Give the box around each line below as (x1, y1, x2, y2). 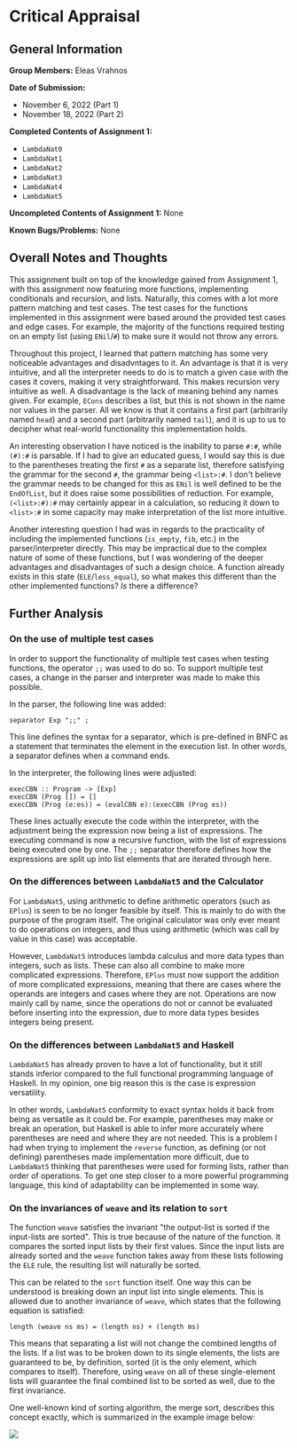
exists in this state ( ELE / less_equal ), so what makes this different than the (9, 571, 277, 582)
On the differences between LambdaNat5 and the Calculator (9, 875, 264, 888)
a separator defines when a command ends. (9, 750, 171, 761)
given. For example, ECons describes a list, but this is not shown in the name (9, 395, 285, 406)
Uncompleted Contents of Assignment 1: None (9, 208, 184, 218)
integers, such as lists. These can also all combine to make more (9, 960, 246, 970)
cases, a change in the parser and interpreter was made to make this (9, 672, 261, 683)
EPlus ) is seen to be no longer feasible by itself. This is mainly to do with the (9, 905, 286, 915)
